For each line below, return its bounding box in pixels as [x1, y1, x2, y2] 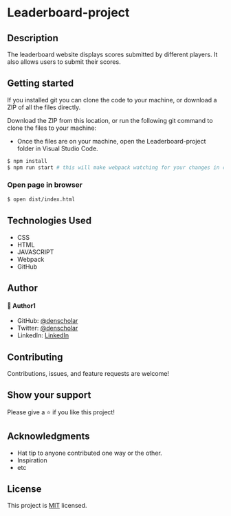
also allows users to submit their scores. [7, 58, 122, 66]
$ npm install [7, 157, 48, 164]
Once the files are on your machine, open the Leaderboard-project [16, 137, 206, 145]
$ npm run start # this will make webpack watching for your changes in [7, 164, 220, 171]
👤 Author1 [7, 301, 36, 310]
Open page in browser [7, 180, 83, 190]
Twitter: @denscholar [16, 324, 78, 333]
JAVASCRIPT [16, 247, 54, 256]
